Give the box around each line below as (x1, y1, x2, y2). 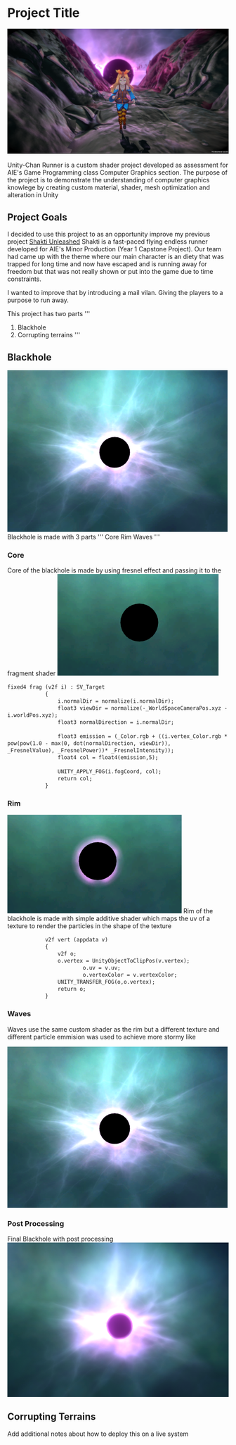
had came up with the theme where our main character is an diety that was (7, 252, 225, 261)
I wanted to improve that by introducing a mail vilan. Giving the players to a (7, 289, 223, 297)
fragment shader (7, 669, 56, 677)
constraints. (7, 275, 42, 283)
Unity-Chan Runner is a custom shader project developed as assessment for (7, 161, 228, 170)
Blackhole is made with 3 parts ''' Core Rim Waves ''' (7, 532, 160, 541)
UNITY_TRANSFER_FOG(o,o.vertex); (57, 979, 156, 986)
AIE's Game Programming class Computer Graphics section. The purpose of (7, 168, 228, 177)
